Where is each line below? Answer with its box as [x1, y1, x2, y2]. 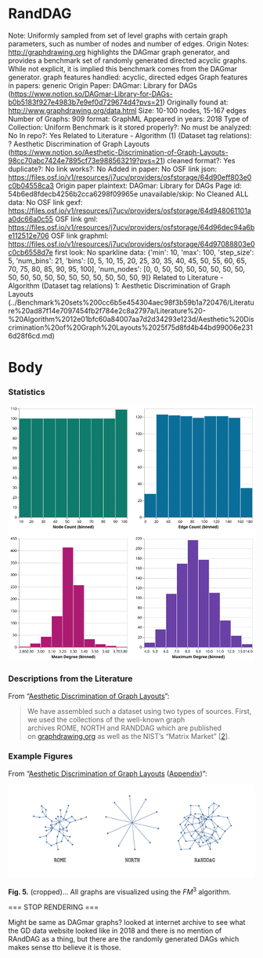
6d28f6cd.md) [8, 331, 55, 340]
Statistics [8, 386, 45, 397]
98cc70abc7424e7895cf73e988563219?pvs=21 [8, 155, 163, 165]
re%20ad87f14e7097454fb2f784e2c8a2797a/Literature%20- [8, 305, 206, 315]
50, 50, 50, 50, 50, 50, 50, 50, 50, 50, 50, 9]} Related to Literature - [8, 272, 224, 282]
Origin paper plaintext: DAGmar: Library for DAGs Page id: [56, 181, 242, 190]
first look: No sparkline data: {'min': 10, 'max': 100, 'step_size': [54, 247, 254, 257]
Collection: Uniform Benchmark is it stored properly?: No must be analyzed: [8, 122, 252, 132]
